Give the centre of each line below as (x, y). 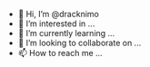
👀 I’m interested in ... (56, 24)
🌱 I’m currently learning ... (66, 33)
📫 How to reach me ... (60, 53)
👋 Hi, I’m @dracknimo (59, 14)
